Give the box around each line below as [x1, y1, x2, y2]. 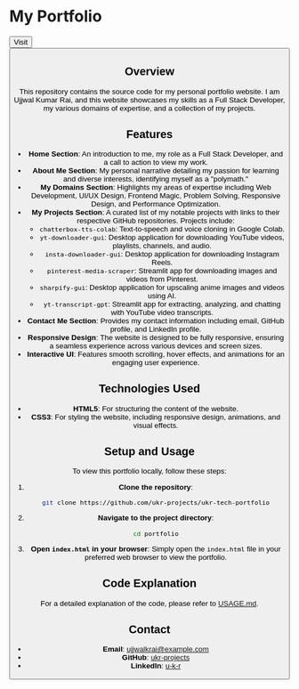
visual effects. [133, 420, 179, 430]
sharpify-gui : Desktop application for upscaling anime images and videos [39, 283, 285, 293]
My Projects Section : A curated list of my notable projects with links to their [31, 207, 280, 217]
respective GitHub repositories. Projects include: [77, 216, 236, 226]
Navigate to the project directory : [97, 514, 214, 523]
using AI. [148, 291, 177, 301]
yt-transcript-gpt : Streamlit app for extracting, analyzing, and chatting [43, 300, 281, 309]
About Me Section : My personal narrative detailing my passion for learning [32, 166, 279, 175]
